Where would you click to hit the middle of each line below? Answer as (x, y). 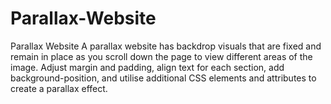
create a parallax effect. (59, 88)
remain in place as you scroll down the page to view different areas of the (161, 56)
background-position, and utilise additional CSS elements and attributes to (163, 78)
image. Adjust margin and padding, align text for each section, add (147, 67)
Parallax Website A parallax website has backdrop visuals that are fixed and (166, 46)
